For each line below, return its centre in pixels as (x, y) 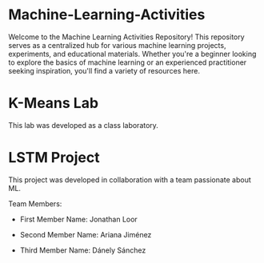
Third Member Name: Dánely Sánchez (83, 250)
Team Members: (35, 203)
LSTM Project (54, 158)
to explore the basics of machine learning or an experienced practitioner (128, 62)
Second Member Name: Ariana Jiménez (86, 234)
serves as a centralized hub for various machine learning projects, (117, 45)
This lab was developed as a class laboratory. (83, 125)
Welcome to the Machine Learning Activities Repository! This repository (127, 37)
